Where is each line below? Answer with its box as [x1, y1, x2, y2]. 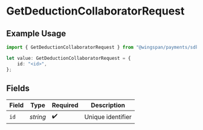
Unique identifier [84, 112, 132, 121]
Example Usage [6, 28, 66, 39]
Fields [6, 83, 30, 93]
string [29, 112, 47, 121]
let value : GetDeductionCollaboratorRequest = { [6, 55, 131, 61]
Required [51, 101, 79, 109]
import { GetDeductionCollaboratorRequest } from [6, 44, 134, 50]
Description [90, 101, 126, 109]
